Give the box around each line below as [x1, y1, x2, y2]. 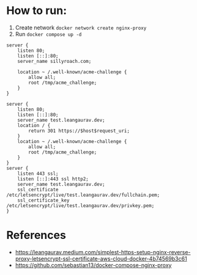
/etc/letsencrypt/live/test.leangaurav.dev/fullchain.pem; [6, 192, 160, 198]
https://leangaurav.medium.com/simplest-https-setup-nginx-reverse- [15, 248, 191, 255]
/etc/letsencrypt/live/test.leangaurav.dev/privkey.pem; [6, 202, 155, 208]
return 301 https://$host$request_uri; [28, 128, 130, 134]
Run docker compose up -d [15, 30, 82, 37]
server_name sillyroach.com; [17, 58, 92, 64]
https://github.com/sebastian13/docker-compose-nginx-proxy [15, 261, 172, 269]
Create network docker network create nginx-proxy [15, 24, 147, 31]
